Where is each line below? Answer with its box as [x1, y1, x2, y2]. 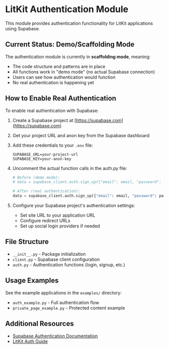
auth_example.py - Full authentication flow [12, 299, 100, 306]
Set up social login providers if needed [20, 223, 101, 229]
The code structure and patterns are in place [12, 63, 106, 69]
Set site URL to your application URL [20, 212, 96, 218]
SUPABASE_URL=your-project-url [12, 152, 78, 157]
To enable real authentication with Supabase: [5, 107, 99, 113]
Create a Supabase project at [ [12, 117, 76, 123]
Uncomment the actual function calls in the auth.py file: [12, 165, 127, 171]
